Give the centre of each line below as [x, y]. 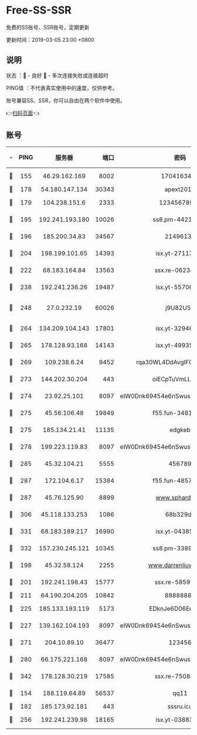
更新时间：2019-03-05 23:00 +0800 [50, 39]
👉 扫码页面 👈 [23, 113]
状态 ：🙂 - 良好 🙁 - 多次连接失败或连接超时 [57, 75]
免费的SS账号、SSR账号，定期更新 [48, 27]
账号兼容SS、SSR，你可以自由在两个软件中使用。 [66, 100]
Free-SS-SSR [39, 10]
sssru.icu [180, 706]
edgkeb [180, 430]
